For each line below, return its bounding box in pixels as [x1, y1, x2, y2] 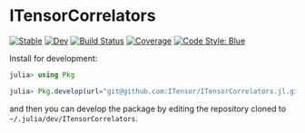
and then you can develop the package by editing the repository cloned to [9, 103, 287, 114]
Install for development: [9, 52, 98, 63]
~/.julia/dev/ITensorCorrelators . [9, 112, 138, 123]
